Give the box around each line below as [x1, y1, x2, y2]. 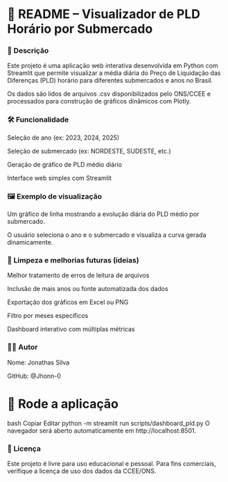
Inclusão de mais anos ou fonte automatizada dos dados [7, 285, 168, 293]
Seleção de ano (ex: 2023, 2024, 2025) [7, 133, 120, 142]
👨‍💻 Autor [7, 342, 38, 352]
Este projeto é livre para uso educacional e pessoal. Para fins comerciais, [7, 459, 216, 467]
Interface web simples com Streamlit [7, 174, 112, 182]
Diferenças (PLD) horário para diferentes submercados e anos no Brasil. [7, 76, 213, 85]
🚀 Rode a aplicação [7, 396, 119, 412]
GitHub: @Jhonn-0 [7, 372, 61, 380]
